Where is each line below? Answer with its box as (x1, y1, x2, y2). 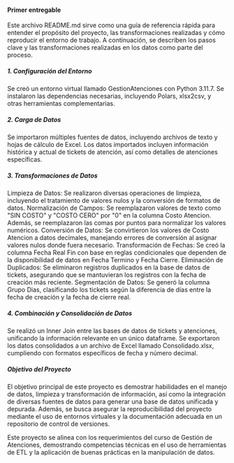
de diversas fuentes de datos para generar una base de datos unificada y (7, 397, 219, 406)
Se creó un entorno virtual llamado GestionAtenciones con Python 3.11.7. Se (7, 85, 225, 93)
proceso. (7, 51, 33, 59)
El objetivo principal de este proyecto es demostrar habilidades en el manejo (7, 383, 227, 391)
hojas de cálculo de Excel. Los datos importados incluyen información (7, 141, 209, 149)
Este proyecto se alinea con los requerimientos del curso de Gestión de (7, 434, 213, 442)
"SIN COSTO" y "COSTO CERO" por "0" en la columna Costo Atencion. (7, 211, 212, 220)
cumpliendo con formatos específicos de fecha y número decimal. (7, 349, 198, 357)
